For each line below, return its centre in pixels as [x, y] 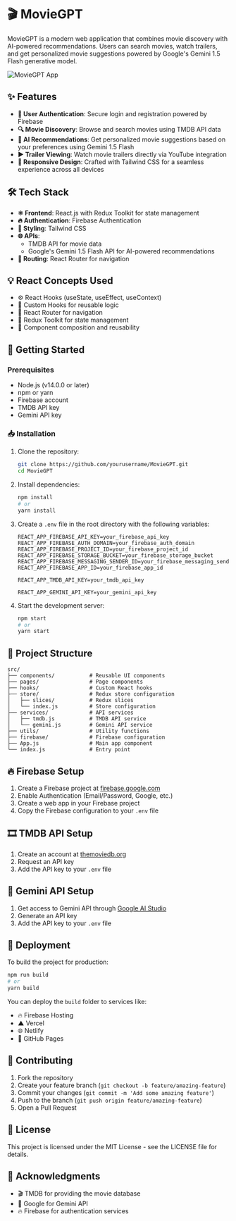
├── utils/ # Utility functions [79, 731]
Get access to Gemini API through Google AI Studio [92, 908]
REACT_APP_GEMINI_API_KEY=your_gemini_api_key [87, 592]
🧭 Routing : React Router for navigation [73, 258]
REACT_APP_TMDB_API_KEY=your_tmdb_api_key [81, 580]
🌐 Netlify [31, 1031]
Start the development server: [61, 605]
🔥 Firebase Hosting [45, 1015]
